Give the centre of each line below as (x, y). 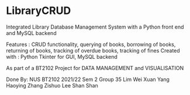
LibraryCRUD (39, 11)
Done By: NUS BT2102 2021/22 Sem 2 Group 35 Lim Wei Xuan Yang (88, 79)
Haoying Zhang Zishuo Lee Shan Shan (52, 85)
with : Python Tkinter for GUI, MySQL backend (62, 57)
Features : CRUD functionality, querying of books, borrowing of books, (91, 44)
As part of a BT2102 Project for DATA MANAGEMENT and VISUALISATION (95, 68)
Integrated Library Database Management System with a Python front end (95, 27)
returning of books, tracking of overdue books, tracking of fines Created (93, 50)
